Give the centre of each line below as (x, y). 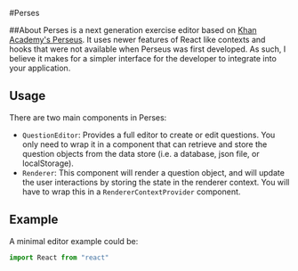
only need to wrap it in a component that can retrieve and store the (145, 144)
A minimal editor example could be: (74, 241)
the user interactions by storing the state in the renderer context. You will (156, 182)
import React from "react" (59, 258)
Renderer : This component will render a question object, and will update (153, 172)
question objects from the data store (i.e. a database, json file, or (141, 153)
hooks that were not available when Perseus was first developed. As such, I (148, 49)
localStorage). (48, 163)
